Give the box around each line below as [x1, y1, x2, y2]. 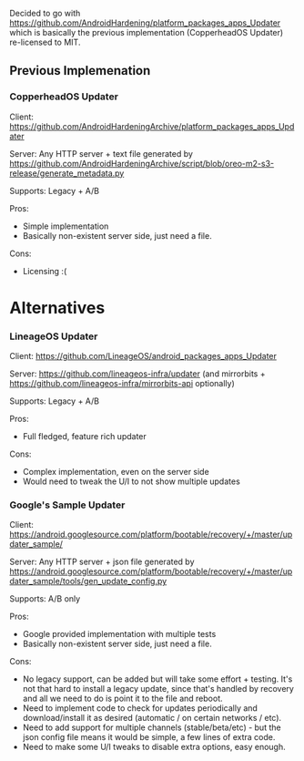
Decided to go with [9, 8, 81, 18]
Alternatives [9, 297, 106, 318]
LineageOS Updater [9, 330, 98, 343]
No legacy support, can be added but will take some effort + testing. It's [22, 674, 293, 684]
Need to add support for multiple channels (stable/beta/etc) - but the [22, 722, 281, 733]
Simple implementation [22, 221, 109, 231]
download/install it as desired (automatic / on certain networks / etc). [22, 713, 282, 724]
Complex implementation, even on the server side [22, 467, 209, 478]
